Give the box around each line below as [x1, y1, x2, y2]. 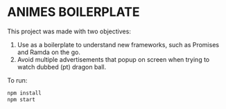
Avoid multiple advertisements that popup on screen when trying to [17, 55, 210, 63]
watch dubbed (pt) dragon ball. [17, 62, 107, 71]
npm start [7, 96, 36, 103]
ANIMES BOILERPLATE [7, 4, 140, 20]
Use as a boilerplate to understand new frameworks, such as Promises [17, 40, 220, 49]
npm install [7, 90, 42, 97]
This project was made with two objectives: [7, 27, 132, 35]
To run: [7, 76, 28, 84]
